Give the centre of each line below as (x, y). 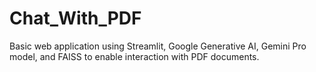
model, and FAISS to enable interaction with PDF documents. (134, 56)
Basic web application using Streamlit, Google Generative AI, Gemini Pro (158, 46)
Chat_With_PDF (75, 18)
